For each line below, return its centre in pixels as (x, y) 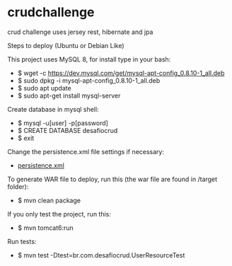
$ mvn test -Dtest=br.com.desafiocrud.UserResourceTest (101, 255)
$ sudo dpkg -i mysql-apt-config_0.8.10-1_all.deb (89, 80)
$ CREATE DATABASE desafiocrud (68, 130)
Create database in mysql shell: (53, 109)
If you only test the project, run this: (59, 214)
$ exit (26, 138)
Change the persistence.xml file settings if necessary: (86, 151)
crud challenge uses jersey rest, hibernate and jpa (80, 32)
